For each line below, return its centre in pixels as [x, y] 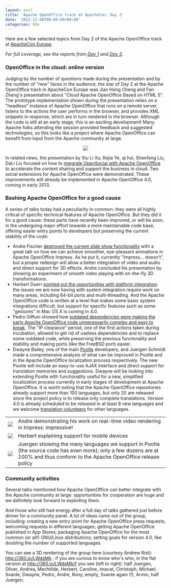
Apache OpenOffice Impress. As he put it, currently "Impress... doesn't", [88, 257]
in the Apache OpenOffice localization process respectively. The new [85, 360]
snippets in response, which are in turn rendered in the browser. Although [82, 116]
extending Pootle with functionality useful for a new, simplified [78, 377]
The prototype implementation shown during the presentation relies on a [81, 100]
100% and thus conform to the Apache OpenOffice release [89, 457]
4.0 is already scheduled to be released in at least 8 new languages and [88, 404]
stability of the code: [27, 236]
